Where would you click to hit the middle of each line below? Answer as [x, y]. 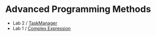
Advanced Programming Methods [78, 9]
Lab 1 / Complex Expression [42, 28]
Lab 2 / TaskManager [35, 23]
